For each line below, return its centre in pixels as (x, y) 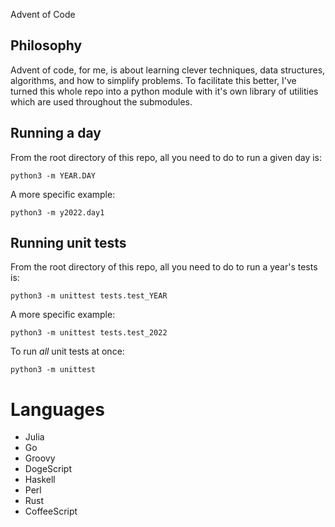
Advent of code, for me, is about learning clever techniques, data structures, (168, 70)
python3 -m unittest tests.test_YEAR (89, 296)
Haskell (40, 480)
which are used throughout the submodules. (101, 101)
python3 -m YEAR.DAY (53, 175)
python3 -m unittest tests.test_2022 (89, 333)
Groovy (40, 458)
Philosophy (46, 45)
